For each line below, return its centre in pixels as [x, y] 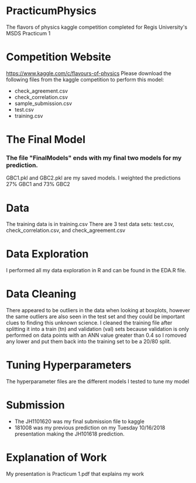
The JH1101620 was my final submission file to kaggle [79, 421]
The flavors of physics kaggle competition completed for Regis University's [97, 27]
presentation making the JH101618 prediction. [69, 434]
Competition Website [59, 57]
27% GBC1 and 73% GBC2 [38, 184]
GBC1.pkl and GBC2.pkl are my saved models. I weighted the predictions [94, 178]
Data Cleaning [41, 294]
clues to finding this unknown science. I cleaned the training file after [89, 323]
